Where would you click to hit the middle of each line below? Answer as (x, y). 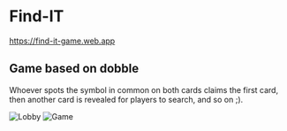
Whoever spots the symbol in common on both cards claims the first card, (144, 89)
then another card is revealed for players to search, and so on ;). (126, 99)
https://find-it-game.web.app (62, 41)
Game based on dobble (74, 69)
